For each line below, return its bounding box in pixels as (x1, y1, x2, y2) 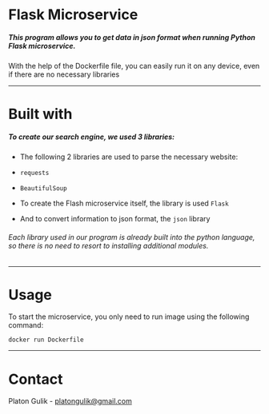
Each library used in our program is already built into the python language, (8, 232, 255, 241)
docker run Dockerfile (8, 336, 84, 344)
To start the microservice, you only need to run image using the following (8, 312, 250, 321)
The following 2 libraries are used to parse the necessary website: (19, 152, 239, 161)
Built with (8, 105, 73, 123)
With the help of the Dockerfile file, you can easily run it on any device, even (8, 62, 260, 71)
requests (19, 169, 50, 177)
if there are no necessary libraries (8, 70, 120, 79)
